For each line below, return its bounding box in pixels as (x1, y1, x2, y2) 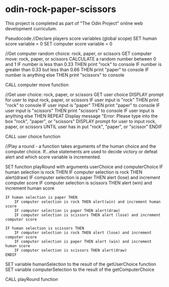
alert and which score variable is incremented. (5, 154, 102, 160)
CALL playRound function (5, 276, 58, 282)
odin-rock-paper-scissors (5, 4, 117, 15)
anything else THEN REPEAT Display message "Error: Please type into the (5, 112, 158, 119)
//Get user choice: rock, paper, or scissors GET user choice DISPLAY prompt (5, 91, 164, 97)
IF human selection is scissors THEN (5, 225, 84, 231)
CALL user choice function (5, 133, 60, 139)
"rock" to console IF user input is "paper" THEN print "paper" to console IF (5, 102, 160, 108)
